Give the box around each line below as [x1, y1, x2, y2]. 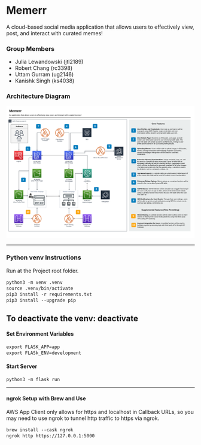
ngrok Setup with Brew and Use [6, 395, 86, 402]
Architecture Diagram [6, 92, 71, 100]
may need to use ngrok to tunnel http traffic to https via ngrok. [6, 415, 160, 422]
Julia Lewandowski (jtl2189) [14, 58, 84, 66]
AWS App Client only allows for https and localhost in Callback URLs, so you [6, 408, 194, 415]
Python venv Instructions [6, 253, 82, 262]
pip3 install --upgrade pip [6, 297, 77, 303]
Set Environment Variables [6, 330, 74, 337]
